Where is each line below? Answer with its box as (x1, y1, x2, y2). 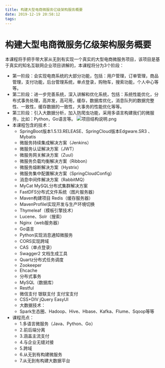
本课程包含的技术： (12, 122, 52, 128)
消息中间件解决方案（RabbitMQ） (19, 177, 87, 183)
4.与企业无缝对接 (19, 339, 54, 345)
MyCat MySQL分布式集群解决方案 (19, 183, 88, 189)
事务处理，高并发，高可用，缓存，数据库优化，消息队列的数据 (21, 98, 146, 103)
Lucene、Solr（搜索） (19, 214, 65, 220)
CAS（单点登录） (19, 244, 55, 250)
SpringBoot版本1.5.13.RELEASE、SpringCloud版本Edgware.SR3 (19, 129, 147, 134)
